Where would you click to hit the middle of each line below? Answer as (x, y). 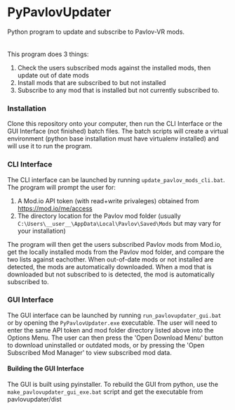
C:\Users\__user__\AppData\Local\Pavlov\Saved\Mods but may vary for (119, 223)
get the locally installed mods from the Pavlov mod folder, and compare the (116, 252)
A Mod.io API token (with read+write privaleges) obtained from (108, 200)
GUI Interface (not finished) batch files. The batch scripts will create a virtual (118, 132)
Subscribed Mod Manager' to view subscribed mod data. (89, 352)
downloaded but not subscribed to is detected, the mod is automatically (111, 274)
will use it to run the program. (50, 146)
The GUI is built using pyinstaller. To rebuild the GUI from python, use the (113, 385)
